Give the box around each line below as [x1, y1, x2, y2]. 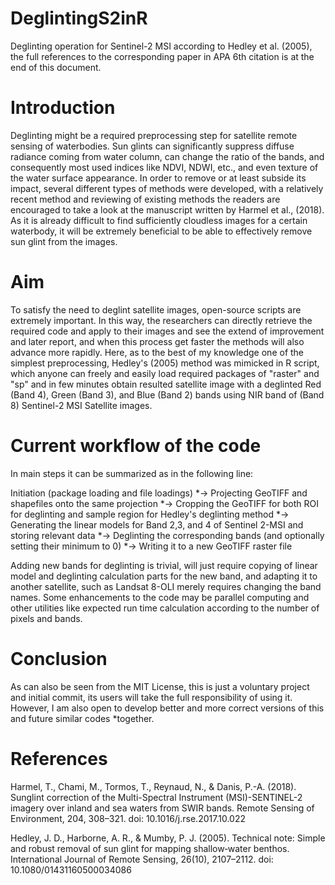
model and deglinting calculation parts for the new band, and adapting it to [10, 570, 318, 582]
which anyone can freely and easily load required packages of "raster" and [10, 367, 320, 379]
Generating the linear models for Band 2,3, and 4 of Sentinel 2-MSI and [10, 518, 304, 531]
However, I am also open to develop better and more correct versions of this [10, 702, 325, 714]
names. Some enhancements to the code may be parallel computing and [10, 591, 310, 603]
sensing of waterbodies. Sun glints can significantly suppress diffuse [10, 140, 295, 152]
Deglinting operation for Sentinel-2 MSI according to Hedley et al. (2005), [10, 40, 313, 52]
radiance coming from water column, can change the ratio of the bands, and [10, 150, 325, 162]
